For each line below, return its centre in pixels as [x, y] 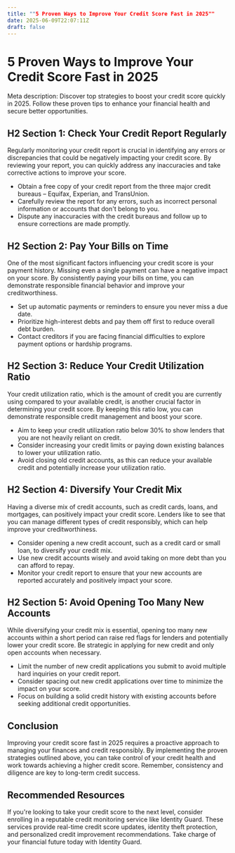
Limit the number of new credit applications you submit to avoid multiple [122, 666]
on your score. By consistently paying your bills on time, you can [101, 278]
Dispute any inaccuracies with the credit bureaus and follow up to [112, 216]
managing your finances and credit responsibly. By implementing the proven [117, 750]
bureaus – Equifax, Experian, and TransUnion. [83, 194]
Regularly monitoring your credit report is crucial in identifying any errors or [116, 150]
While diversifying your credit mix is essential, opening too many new [108, 630]
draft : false [26, 27]
